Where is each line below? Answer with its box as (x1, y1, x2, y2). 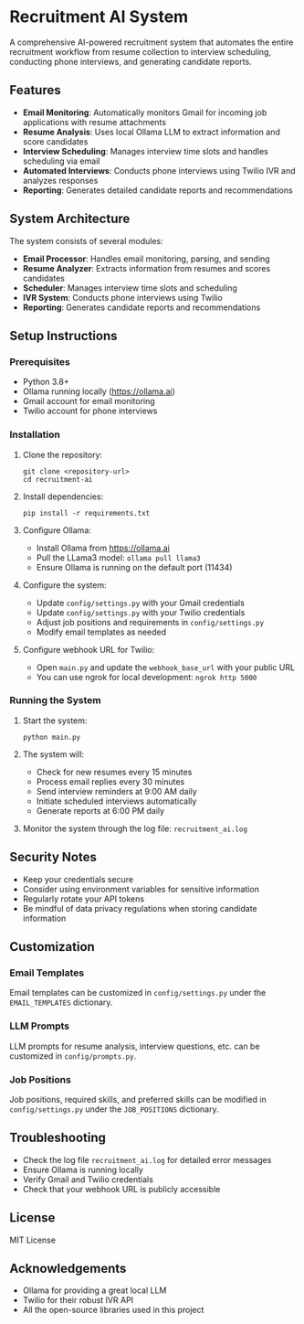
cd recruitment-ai (22, 475, 93, 484)
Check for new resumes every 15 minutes (36, 766, 193, 777)
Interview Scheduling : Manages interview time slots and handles (22, 145, 269, 156)
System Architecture (9, 211, 131, 227)
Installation (9, 428, 61, 441)
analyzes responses (22, 175, 99, 186)
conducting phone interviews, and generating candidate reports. (9, 56, 253, 67)
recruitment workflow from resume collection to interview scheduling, (9, 46, 272, 57)
